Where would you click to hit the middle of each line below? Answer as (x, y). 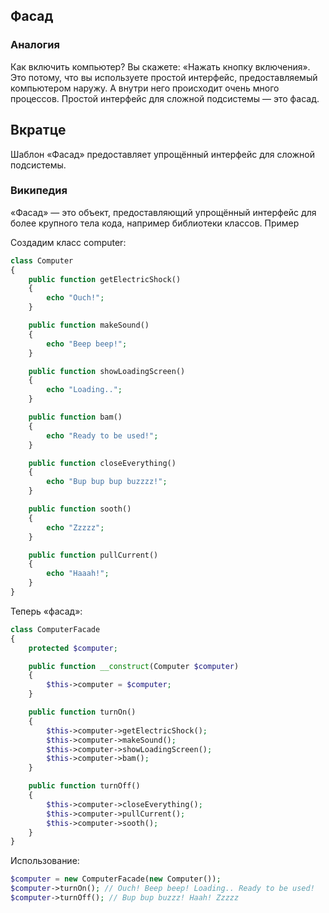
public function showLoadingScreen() (107, 371)
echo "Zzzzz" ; (75, 527)
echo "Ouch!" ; (75, 298)
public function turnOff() (84, 786)
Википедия (39, 191)
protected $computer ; (73, 648)
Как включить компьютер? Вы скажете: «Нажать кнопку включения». (160, 66)
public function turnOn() (82, 712)
